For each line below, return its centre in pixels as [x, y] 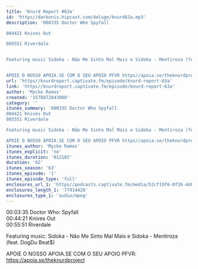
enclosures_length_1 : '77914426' [47, 190]
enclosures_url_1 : [29, 184]
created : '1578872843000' [38, 97]
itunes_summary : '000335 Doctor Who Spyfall [62, 109]
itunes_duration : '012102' [39, 157]
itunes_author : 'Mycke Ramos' [43, 146]
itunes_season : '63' [32, 168]
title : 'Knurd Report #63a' [41, 12]
